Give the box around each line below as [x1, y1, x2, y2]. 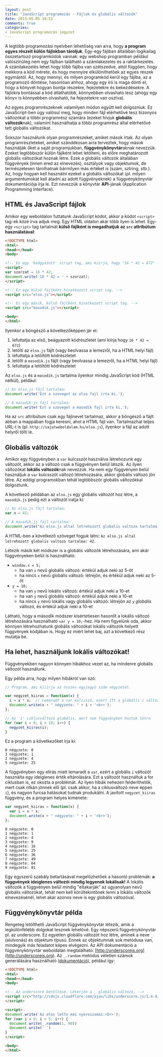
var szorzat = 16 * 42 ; [5, 270, 53, 275]
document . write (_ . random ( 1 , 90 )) [9, 1021, 77, 1026]
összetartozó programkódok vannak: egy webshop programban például [5, 54, 148, 59]
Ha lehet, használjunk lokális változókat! [5, 648, 130, 656]
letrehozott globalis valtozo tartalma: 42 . [5, 538, 96, 544]
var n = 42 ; [5, 511, 29, 516]
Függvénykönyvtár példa [5, 908, 82, 917]
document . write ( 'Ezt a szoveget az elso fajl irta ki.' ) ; [5, 391, 125, 396]
